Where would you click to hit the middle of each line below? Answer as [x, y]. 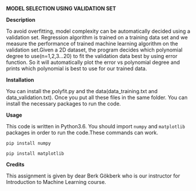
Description [21, 20]
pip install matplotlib [35, 154]
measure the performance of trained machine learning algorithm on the [92, 44]
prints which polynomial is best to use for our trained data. [77, 69]
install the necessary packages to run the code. [64, 104]
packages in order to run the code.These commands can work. [82, 132]
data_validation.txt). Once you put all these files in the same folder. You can [97, 97]
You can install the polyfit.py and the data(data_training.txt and [82, 91]
